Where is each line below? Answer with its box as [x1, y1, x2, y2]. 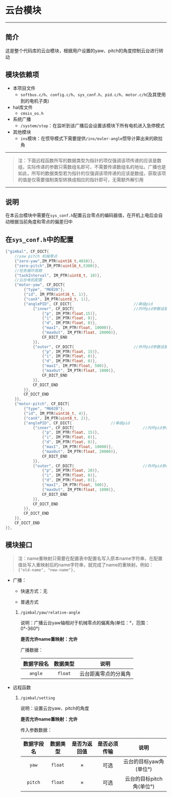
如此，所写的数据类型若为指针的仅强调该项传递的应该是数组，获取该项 [17, 170, 166, 176]
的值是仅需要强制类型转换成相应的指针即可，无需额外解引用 [17, 176, 144, 182]
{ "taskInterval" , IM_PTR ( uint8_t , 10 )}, [14, 272, 102, 278]
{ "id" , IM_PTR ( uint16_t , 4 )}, [24, 411, 88, 416]
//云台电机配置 [14, 278, 42, 283]
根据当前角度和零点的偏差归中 [9, 219, 73, 225]
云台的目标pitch [124, 775, 163, 782]
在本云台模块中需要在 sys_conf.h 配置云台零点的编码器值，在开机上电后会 [5, 212, 159, 218]
